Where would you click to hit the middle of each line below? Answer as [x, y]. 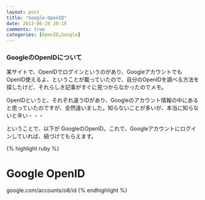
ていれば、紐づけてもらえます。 [57, 136]
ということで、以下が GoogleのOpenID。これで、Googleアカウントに [93, 129]
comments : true [26, 29]
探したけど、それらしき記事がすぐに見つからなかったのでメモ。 [87, 87]
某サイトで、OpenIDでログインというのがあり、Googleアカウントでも [94, 72]
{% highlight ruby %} [33, 148]
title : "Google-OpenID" [37, 18]
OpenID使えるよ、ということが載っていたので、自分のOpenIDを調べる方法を [103, 80]
